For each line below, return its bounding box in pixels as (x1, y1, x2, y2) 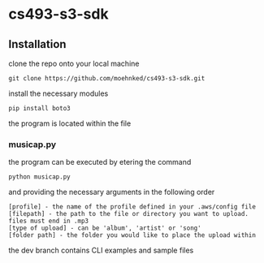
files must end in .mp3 (8, 217, 89, 226)
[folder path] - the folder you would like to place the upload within (8, 231, 256, 239)
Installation (8, 37, 67, 51)
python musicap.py (8, 173, 71, 181)
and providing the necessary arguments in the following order (8, 188, 215, 197)
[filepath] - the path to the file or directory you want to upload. (8, 210, 249, 218)
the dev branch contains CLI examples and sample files (8, 245, 194, 256)
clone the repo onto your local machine (8, 58, 140, 68)
